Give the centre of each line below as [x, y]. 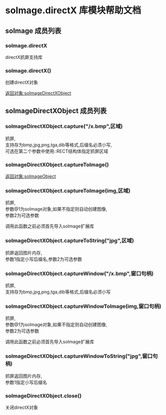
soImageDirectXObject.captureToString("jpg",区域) [70, 241]
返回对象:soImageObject [31, 176]
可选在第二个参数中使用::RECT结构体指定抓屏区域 [57, 151]
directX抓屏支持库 [24, 57]
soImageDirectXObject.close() [44, 396]
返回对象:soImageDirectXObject [38, 93]
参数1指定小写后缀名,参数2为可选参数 [44, 259]
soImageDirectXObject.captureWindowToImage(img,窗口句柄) [84, 306]
